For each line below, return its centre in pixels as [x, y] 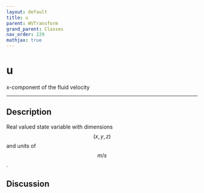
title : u [17, 18]
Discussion [28, 184]
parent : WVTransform [32, 23]
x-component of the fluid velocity [48, 87]
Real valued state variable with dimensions [60, 127]
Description [29, 112]
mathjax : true [24, 40]
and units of [21, 146]
